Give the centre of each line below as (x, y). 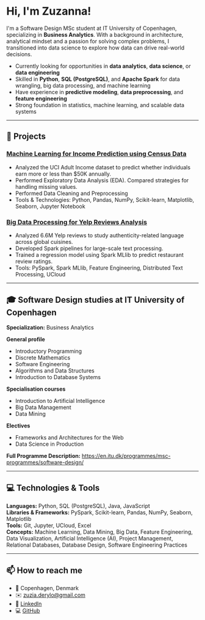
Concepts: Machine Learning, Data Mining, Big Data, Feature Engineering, (100, 532)
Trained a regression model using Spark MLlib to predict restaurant (99, 254)
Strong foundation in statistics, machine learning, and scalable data (100, 105)
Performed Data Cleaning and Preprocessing (71, 193)
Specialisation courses (36, 389)
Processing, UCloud (40, 274)
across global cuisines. (44, 242)
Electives (18, 426)
